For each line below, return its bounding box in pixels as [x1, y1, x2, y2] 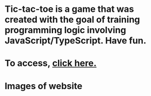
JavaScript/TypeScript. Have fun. [4, 35, 147, 47]
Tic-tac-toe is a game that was [4, 3, 134, 15]
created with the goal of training [4, 14, 140, 25]
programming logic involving [4, 25, 127, 36]
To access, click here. [4, 58, 97, 69]
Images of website [4, 80, 83, 92]
